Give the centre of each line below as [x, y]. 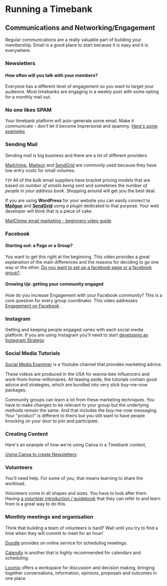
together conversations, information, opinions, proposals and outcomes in [81, 573]
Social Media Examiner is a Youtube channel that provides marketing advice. [84, 364]
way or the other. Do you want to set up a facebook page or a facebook [79, 267]
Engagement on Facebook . [33, 306]
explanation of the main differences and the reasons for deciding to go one [82, 262]
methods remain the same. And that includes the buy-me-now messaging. [82, 410]
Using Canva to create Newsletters [41, 454]
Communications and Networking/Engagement [80, 28]
